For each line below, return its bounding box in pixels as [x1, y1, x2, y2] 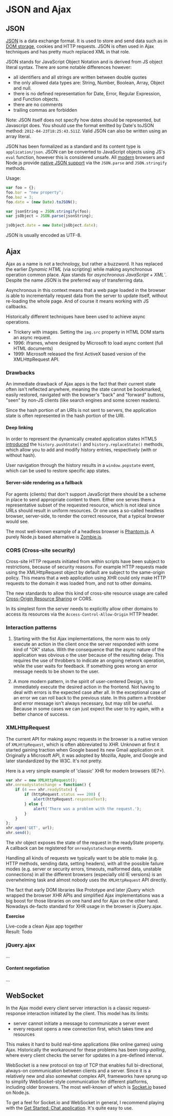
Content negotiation [6, 965, 50, 971]
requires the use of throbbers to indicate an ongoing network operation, [13, 657, 165, 664]
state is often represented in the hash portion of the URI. [6, 413, 125, 419]
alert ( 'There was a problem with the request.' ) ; [33, 806, 142, 811]
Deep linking [6, 424, 33, 430]
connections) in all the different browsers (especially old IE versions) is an [6, 871, 162, 878]
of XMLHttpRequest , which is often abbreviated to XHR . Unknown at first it [6, 741, 160, 747]
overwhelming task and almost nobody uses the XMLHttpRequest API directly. [6, 877, 167, 883]
